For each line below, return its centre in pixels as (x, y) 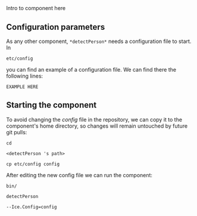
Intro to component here (36, 8)
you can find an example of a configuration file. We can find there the (91, 70)
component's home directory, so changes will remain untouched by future (97, 126)
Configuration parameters (56, 27)
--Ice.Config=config (32, 207)
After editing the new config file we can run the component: (79, 175)
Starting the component (51, 105)
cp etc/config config (33, 164)
